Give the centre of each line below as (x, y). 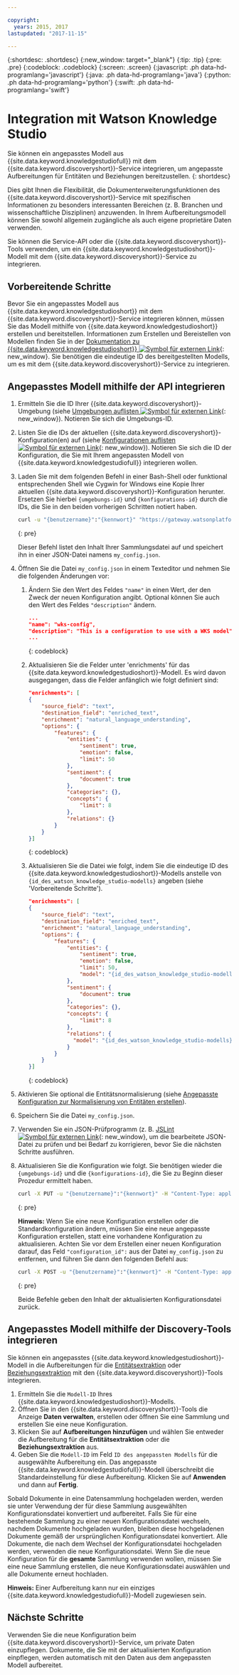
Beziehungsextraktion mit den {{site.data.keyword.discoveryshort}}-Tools (115, 1372)
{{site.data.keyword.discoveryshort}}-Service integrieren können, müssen (116, 319)
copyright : (23, 20)
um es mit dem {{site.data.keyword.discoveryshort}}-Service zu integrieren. (119, 364)
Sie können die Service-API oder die (60, 242)
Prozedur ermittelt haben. (55, 1181)
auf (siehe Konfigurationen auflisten (123, 440)
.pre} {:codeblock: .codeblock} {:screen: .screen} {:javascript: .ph (103, 68)
